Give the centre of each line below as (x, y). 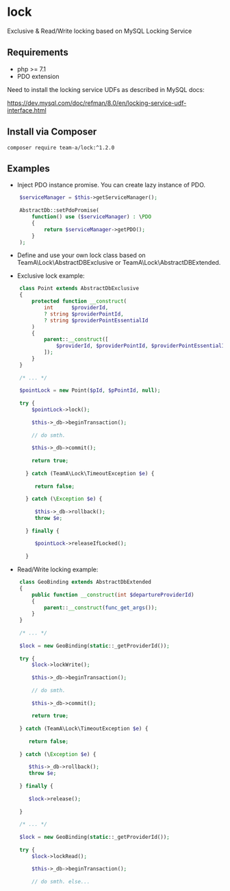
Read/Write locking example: (57, 569)
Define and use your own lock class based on (81, 255)
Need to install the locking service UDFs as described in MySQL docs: (106, 89)
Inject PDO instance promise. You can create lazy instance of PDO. (111, 185)
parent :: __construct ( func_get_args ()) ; (100, 608)
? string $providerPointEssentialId (96, 320)
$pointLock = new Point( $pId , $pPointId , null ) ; (90, 391)
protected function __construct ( (79, 301)
